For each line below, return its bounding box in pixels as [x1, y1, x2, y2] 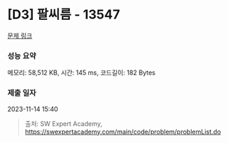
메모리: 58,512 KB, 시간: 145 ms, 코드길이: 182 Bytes [7, 68, 155, 77]
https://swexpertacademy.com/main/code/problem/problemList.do [24, 127, 222, 136]
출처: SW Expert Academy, [24, 119, 103, 128]
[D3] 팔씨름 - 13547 [7, 6, 120, 23]
